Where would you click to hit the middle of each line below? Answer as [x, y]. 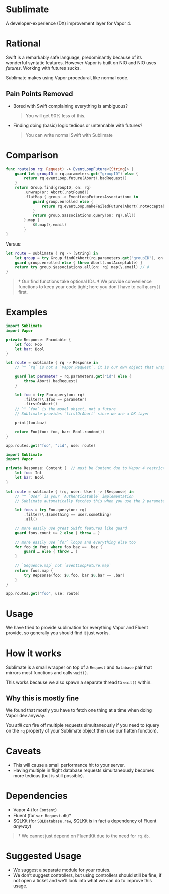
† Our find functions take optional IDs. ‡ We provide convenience [85, 281]
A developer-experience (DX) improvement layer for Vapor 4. [69, 23]
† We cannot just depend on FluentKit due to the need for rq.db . [84, 836]
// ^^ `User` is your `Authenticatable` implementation [74, 496]
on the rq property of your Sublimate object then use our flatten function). [82, 731]
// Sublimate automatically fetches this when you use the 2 [80, 501]
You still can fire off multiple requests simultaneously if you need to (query [83, 725]
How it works [34, 653]
